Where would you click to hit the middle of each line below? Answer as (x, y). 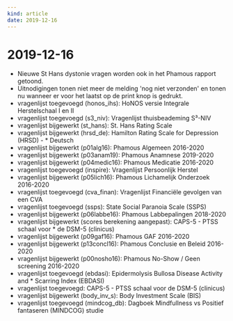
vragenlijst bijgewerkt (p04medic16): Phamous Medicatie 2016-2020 (115, 163)
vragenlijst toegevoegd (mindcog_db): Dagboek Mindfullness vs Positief (120, 303)
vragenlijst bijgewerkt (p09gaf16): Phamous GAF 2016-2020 (103, 237)
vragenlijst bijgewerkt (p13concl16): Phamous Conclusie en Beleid (111, 244)
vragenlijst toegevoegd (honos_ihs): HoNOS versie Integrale (103, 103)
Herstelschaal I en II (46, 111)
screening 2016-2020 (48, 266)
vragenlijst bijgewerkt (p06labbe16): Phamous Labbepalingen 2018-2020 (121, 214)
